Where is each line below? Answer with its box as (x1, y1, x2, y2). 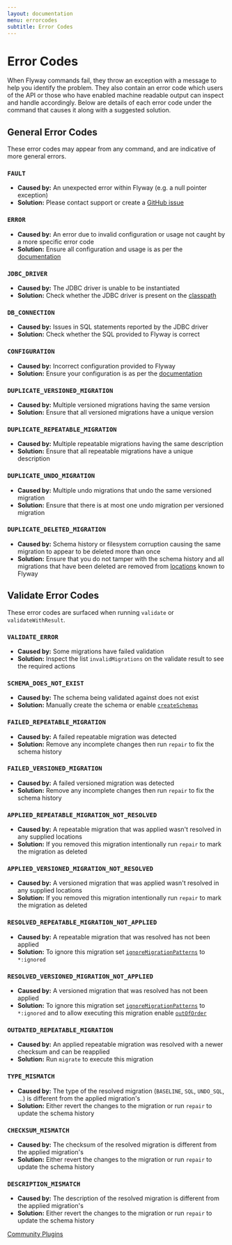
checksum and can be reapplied (17, 1048, 110, 1056)
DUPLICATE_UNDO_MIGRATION (7, 472, 95, 480)
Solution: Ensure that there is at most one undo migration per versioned (17, 500, 224, 509)
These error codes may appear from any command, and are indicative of (7, 144, 216, 154)
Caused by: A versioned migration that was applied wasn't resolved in (17, 879, 219, 887)
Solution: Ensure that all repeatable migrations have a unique (17, 447, 194, 456)
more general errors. (7, 152, 67, 161)
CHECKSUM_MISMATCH (7, 1126, 70, 1134)
